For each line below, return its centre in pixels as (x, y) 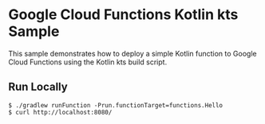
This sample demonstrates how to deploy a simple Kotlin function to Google (132, 53)
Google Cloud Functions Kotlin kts (123, 15)
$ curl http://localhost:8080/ (60, 112)
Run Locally (38, 87)
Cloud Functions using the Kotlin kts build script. (88, 62)
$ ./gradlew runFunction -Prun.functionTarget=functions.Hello (116, 105)
